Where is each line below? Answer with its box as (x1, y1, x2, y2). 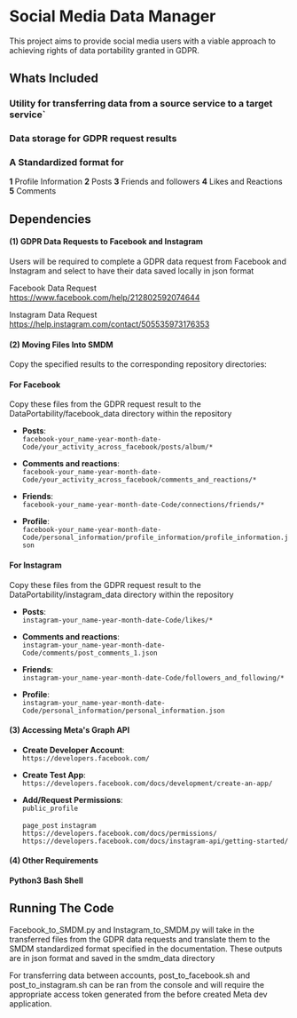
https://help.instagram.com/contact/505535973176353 (9, 319, 210, 330)
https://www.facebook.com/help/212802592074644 (9, 292, 200, 303)
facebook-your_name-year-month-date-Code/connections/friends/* (21, 500, 265, 510)
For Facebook (9, 379, 61, 390)
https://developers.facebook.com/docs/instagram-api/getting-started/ (21, 837, 289, 846)
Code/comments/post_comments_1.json (21, 648, 158, 657)
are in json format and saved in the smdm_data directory (9, 952, 215, 963)
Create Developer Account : (21, 744, 125, 755)
